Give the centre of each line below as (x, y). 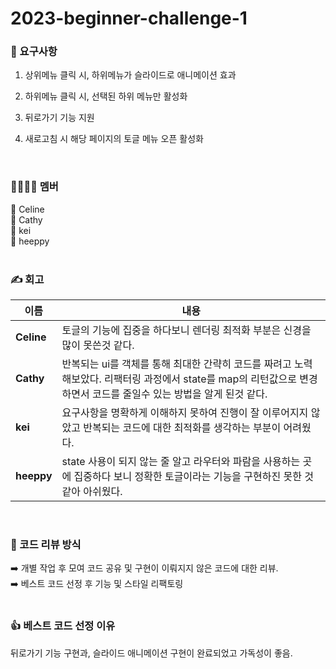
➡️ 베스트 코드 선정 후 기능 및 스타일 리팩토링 (97, 584)
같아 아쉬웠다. (92, 492)
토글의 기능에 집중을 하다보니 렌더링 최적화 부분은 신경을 (186, 330)
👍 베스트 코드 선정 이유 (63, 626)
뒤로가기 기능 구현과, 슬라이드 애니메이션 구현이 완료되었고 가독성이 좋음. (151, 653)
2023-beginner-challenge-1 (129, 18)
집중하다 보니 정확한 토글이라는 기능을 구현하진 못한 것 (193, 477)
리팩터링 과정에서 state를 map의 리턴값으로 (200, 379)
